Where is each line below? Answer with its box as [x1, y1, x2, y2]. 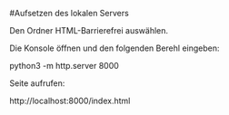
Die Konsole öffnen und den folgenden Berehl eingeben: [9, 43, 220, 53]
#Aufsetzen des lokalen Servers [9, 8, 129, 18]
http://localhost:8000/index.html [9, 95, 131, 106]
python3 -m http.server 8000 [9, 61, 120, 71]
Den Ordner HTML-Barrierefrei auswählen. [9, 25, 169, 35]
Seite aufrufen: [9, 78, 65, 89]
